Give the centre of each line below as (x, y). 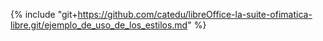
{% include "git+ (44, 14)
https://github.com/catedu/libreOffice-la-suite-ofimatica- (195, 14)
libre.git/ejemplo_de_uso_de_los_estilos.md (99, 25)
